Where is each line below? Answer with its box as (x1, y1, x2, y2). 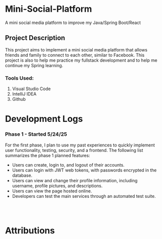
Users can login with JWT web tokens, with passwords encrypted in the (12, 167, 157, 173)
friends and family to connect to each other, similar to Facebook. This (5, 52, 145, 58)
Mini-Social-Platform (5, 3, 92, 15)
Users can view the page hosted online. (12, 188, 92, 194)
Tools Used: (5, 74, 34, 81)
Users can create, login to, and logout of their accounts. (12, 162, 125, 167)
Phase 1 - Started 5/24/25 (5, 131, 67, 138)
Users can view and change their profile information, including (12, 177, 138, 183)
